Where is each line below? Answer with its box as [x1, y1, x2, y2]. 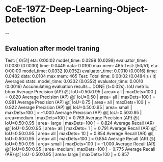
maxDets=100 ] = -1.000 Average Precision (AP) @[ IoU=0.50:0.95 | [5, 109, 142, 115]
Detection [5, 14, 46, 25]
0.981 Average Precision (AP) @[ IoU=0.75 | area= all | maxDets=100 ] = [5, 99, 151, 105]
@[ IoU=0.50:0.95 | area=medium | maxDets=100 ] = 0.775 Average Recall [5, 146, 156, 152]
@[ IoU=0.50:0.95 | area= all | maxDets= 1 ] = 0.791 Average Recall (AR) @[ [5, 125, 157, 131]
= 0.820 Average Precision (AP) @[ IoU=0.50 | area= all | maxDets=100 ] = [5, 94, 156, 100]
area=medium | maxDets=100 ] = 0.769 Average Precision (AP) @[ [5, 114, 139, 121]
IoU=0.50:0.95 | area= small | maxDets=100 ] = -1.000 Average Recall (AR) [5, 141, 156, 147]
